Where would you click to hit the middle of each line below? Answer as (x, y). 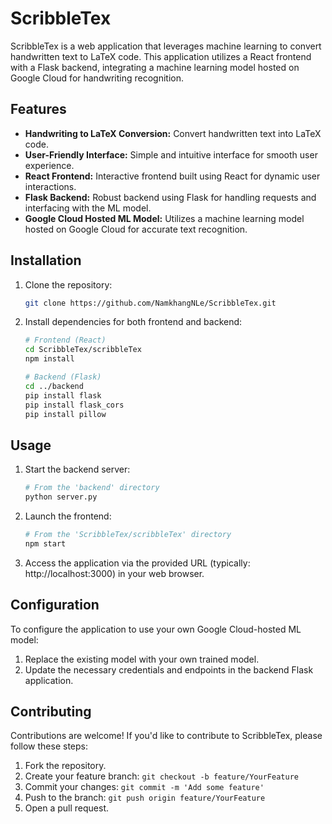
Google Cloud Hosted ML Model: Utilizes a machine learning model (164, 218)
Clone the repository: (68, 284)
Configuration (55, 605)
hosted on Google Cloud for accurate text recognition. (136, 229)
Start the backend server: (77, 469)
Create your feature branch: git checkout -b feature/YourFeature (161, 776)
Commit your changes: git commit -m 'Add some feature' (144, 787)
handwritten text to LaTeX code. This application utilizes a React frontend (161, 56)
